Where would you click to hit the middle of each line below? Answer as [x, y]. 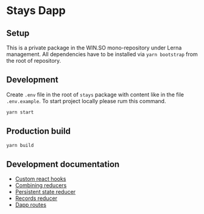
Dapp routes [31, 205]
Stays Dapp [36, 11]
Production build [39, 131]
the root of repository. [34, 61]
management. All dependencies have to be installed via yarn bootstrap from [102, 54]
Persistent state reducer [45, 192]
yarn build [20, 145]
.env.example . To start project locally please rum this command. [86, 101]
